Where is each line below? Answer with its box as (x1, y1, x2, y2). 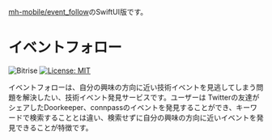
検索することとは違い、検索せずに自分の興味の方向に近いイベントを (29, 112, 257, 122)
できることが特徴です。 (15, 122, 93, 132)
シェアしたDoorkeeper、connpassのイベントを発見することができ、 (8, 102, 236, 112)
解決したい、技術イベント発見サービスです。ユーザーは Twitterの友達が (22, 92, 260, 102)
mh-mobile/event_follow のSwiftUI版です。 (8, 7, 148, 16)
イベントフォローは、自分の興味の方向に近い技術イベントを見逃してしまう (8, 82, 257, 91)
